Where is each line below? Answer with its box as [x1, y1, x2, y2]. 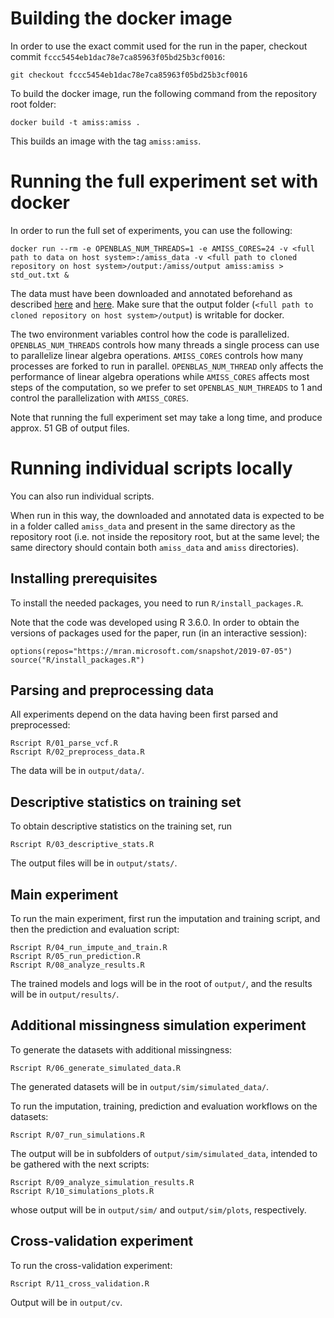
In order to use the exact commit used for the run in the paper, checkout [10, 40, 308, 52]
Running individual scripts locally [10, 457, 293, 480]
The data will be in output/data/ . [10, 765, 145, 777]
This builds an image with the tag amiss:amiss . [10, 135, 202, 147]
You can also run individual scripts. [10, 490, 155, 502]
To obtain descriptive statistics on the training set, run [10, 820, 233, 832]
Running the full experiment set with [10, 170, 319, 193]
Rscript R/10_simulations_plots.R [10, 1186, 155, 1196]
